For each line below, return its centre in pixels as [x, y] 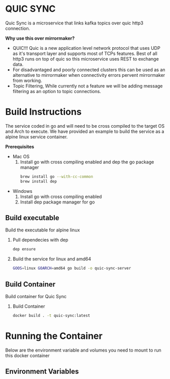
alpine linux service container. [37, 137]
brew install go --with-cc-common [57, 177]
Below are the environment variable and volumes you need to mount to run [83, 350]
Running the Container [54, 336]
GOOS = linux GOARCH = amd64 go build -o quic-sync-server [72, 268]
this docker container [27, 355]
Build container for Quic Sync [36, 296]
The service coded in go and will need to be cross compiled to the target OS [85, 126]
